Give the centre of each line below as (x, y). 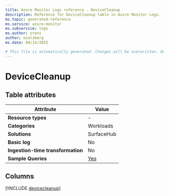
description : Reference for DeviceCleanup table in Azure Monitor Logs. (83, 15)
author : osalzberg (24, 38)
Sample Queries (27, 158)
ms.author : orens (23, 33)
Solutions (19, 134)
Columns (20, 176)
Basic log (19, 142)
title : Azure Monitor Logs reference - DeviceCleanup (63, 10)
